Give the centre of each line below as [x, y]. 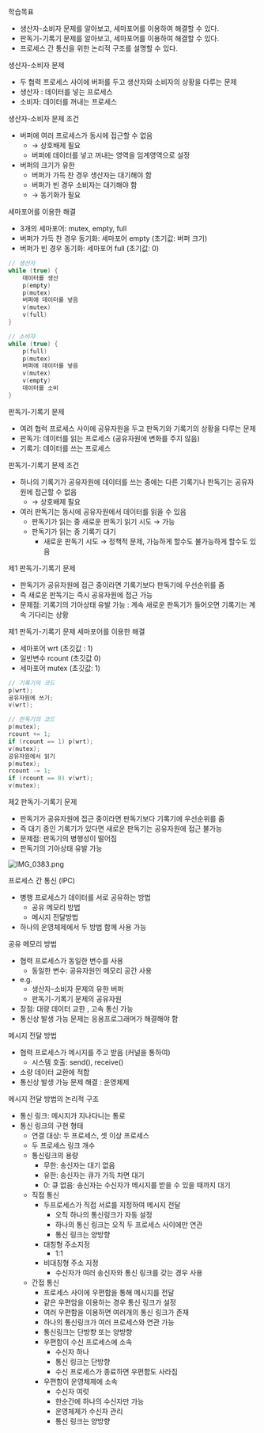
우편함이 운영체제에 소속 [80, 1382]
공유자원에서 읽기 [32, 756]
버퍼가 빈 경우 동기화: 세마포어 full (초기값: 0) [89, 248]
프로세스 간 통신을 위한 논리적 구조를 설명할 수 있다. [98, 48]
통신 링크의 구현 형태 [51, 1126]
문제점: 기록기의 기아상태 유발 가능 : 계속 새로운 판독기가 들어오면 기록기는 [133, 604]
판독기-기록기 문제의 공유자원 [77, 999]
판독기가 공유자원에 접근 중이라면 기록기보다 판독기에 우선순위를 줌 [122, 585]
